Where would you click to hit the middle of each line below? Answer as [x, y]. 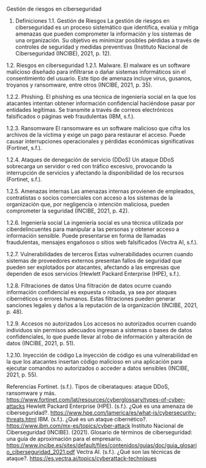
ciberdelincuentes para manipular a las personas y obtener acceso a [93, 229]
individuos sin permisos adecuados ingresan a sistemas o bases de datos [99, 330]
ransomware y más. [31, 393]
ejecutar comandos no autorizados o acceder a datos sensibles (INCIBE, [98, 368]
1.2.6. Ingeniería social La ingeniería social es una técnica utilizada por [95, 223]
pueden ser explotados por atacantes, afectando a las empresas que [93, 267]
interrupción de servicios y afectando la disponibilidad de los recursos [95, 173]
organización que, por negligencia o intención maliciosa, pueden [88, 204]
